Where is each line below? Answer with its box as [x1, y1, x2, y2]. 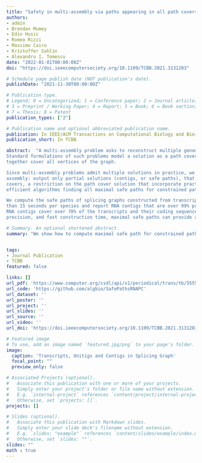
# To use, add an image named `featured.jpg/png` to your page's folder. [6, 341, 195, 347]
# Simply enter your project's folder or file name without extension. [6, 386, 195, 392]
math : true [6, 447, 36, 453]
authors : [6, 14, 28, 20]
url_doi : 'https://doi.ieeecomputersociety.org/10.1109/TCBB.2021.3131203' [6, 325, 200, 331]
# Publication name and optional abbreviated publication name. [6, 125, 171, 131]
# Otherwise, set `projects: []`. [6, 397, 98, 403]
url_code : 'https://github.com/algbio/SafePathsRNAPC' [6, 286, 147, 292]
